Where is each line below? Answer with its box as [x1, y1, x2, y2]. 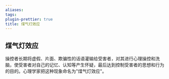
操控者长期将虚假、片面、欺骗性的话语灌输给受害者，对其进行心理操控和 [5, 56, 155, 62]
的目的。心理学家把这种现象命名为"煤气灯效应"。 [5, 68, 107, 74]
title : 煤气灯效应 [5, 21, 40, 27]
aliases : [5, 7, 24, 13]
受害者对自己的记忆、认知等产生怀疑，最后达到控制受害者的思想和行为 [18, 62, 164, 68]
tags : [5, 12, 17, 17]
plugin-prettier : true [5, 17, 53, 22]
